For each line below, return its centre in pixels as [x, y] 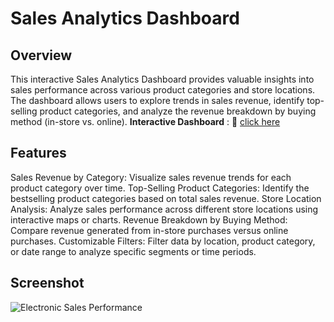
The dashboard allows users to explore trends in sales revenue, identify [157, 100]
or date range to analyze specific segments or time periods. [133, 251]
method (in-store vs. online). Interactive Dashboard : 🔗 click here [145, 121]
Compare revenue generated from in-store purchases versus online [149, 230]
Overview [41, 55]
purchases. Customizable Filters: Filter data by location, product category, [163, 241]
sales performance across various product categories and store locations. [163, 90]
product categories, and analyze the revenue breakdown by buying [178, 111]
